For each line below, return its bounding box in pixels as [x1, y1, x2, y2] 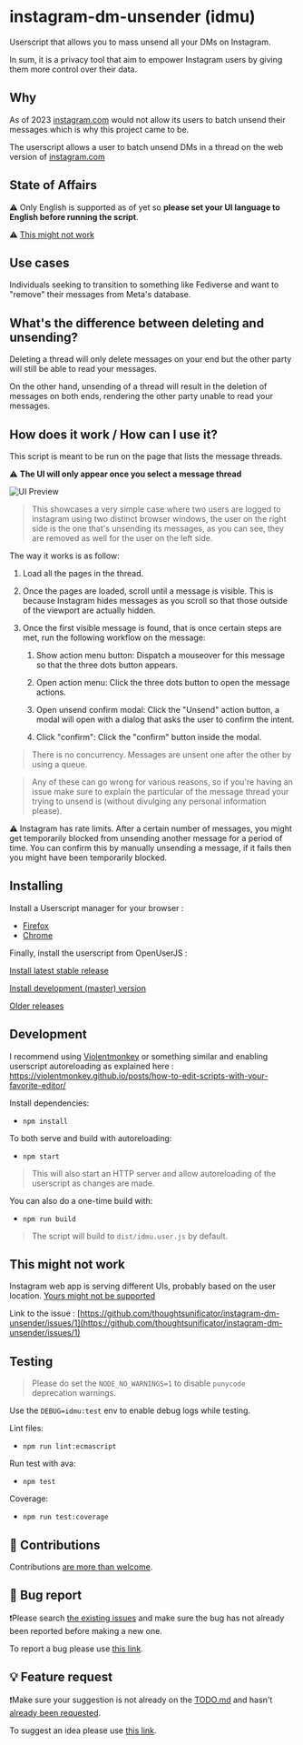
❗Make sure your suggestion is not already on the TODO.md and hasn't [9, 1694, 273, 1705]
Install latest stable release [9, 965, 109, 976]
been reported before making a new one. [9, 1625, 163, 1636]
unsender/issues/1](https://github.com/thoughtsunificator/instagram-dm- [9, 1318, 283, 1329]
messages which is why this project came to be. [9, 124, 190, 135]
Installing [9, 878, 64, 894]
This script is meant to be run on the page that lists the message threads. [9, 451, 283, 461]
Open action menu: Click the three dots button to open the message [35, 677, 290, 687]
